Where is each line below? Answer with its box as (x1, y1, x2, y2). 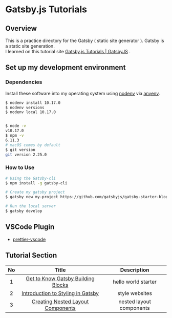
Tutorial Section (5, 251, 57, 260)
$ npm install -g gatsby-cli (5, 180, 68, 185)
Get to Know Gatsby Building (26, 275, 95, 282)
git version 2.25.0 (5, 152, 47, 157)
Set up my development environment (5, 63, 126, 72)
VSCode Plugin (5, 223, 55, 231)
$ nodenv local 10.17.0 (5, 110, 56, 115)
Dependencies (5, 78, 42, 86)
